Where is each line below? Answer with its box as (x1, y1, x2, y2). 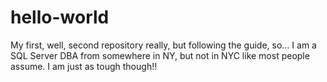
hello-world (10, 6, 110, 29)
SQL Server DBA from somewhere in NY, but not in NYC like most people (10, 49, 310, 61)
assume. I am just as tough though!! (10, 60, 158, 72)
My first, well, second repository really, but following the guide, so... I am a (10, 39, 317, 51)
